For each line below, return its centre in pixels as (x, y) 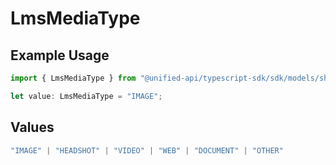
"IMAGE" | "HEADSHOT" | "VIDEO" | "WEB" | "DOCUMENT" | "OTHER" (147, 150)
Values (32, 127)
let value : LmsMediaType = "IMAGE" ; (86, 96)
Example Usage (60, 55)
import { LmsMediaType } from (73, 78)
